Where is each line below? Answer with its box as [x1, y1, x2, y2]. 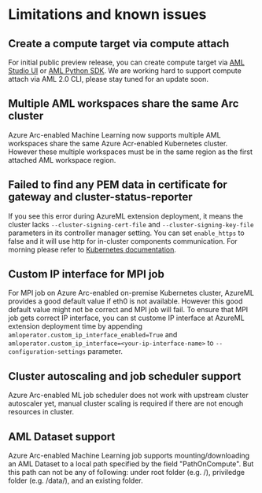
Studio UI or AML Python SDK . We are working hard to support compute [8, 66, 242, 75]
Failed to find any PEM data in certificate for [8, 178, 228, 192]
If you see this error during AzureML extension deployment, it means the [8, 211, 244, 221]
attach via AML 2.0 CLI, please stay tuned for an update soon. [8, 75, 208, 83]
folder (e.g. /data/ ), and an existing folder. [8, 476, 143, 485]
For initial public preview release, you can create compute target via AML [8, 57, 245, 67]
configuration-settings [8, 348, 87, 356]
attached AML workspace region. [8, 155, 116, 164]
